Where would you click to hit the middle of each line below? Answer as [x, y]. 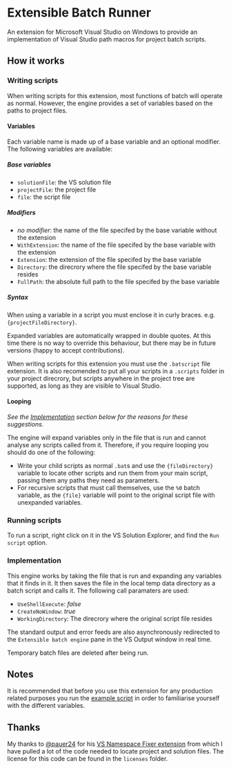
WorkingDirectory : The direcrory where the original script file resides [114, 618]
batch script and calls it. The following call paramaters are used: [98, 590]
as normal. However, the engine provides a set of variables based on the [110, 103]
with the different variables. [46, 706]
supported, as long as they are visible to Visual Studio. [84, 386]
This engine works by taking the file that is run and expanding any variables [114, 576]
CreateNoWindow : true [46, 611]
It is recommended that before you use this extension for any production [110, 691]
